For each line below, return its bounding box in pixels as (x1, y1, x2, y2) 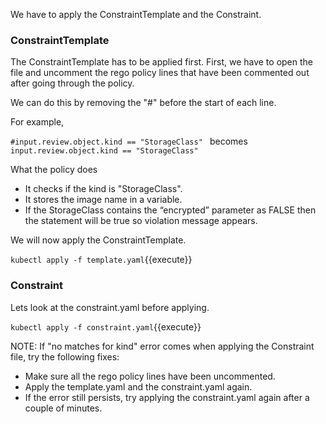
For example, (10, 116, 65, 128)
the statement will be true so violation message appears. (24, 215, 258, 227)
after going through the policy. (10, 77, 135, 89)
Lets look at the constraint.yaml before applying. (10, 301, 210, 313)
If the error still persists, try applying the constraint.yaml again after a (24, 391, 310, 403)
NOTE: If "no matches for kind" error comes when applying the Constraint (10, 340, 315, 352)
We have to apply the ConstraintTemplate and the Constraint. (10, 9, 262, 20)
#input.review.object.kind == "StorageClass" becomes (10, 135, 248, 148)
